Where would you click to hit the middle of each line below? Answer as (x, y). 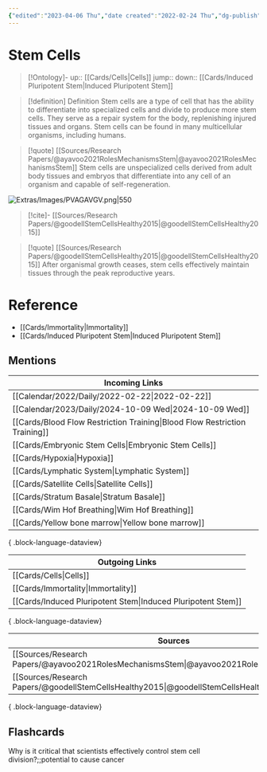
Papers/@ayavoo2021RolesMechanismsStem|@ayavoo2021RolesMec (142, 159)
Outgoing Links (127, 562)
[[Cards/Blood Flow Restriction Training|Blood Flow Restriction (129, 422)
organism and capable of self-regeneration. (99, 184)
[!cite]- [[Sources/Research (72, 215)
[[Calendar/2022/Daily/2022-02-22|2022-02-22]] (112, 397)
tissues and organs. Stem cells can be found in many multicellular (135, 126)
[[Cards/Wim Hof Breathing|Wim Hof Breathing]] (103, 510)
